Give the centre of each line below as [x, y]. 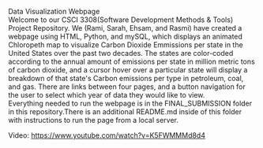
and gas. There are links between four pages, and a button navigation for [127, 87]
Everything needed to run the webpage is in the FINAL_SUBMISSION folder [130, 103]
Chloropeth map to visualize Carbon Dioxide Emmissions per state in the [126, 45]
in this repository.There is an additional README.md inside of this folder [125, 112]
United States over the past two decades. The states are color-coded [121, 53]
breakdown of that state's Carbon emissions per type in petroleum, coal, [126, 78]
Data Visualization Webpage [54, 11]
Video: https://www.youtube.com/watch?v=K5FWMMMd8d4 [107, 135]
